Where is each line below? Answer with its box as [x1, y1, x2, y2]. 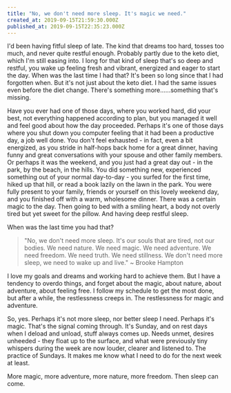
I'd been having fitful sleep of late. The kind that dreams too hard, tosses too [7, 42, 225, 51]
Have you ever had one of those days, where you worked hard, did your [7, 107, 212, 115]
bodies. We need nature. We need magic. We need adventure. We [23, 244, 212, 253]
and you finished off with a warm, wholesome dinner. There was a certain [7, 195, 216, 203]
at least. [7, 359, 30, 367]
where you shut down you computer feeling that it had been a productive [7, 129, 214, 137]
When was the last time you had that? [7, 223, 114, 232]
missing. [7, 93, 31, 102]
